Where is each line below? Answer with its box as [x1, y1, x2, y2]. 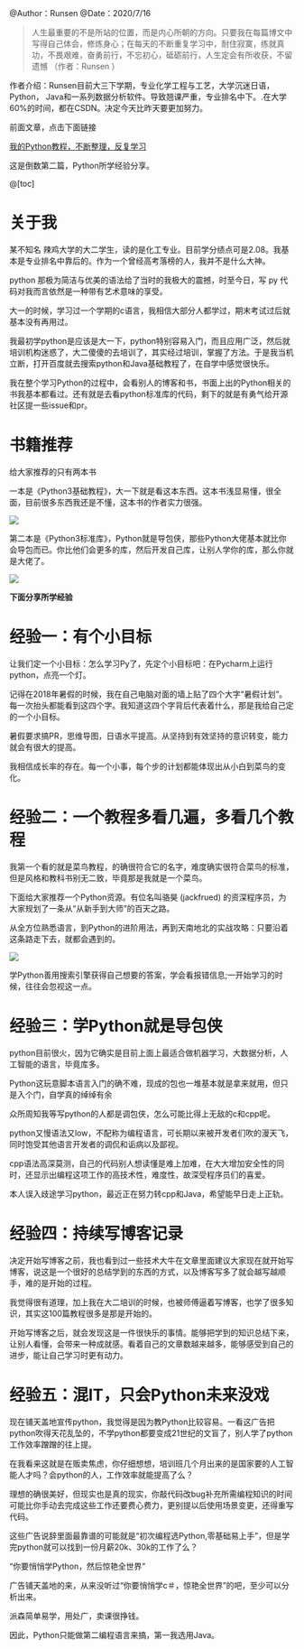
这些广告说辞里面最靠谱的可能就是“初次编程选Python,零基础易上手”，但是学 [9, 1530, 290, 1541]
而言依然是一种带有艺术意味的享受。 [32, 285, 168, 296]
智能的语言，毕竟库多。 [16, 1059, 105, 1070]
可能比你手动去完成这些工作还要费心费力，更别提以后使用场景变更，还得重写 [9, 1499, 294, 1510]
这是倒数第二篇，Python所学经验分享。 [9, 161, 155, 171]
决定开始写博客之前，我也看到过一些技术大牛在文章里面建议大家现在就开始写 [9, 1255, 294, 1265]
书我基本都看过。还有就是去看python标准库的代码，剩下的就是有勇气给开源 [9, 388, 289, 399]
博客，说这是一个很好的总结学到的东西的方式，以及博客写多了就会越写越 [9, 1266, 278, 1277]
